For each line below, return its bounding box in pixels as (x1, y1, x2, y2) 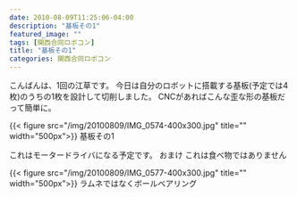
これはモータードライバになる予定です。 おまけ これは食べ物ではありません (9, 150, 287, 160)
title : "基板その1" (9, 46, 77, 55)
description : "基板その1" (9, 21, 101, 30)
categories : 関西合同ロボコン (9, 54, 112, 63)
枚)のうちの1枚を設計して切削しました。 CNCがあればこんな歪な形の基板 (9, 91, 278, 102)
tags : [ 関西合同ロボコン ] (9, 37, 96, 47)
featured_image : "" (9, 29, 82, 38)
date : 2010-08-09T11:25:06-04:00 (9, 12, 134, 22)
